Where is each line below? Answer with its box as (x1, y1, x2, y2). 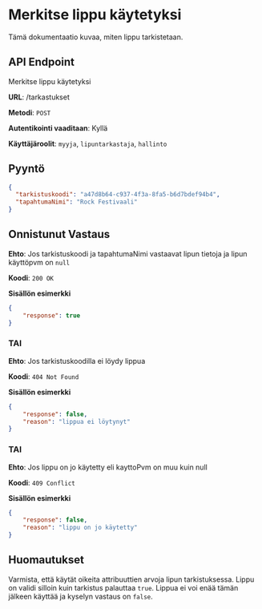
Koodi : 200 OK (8, 272, 54, 282)
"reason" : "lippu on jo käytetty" (22, 523, 138, 532)
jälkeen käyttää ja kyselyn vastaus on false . (8, 591, 154, 601)
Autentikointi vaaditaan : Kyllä (8, 123, 108, 133)
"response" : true (22, 311, 81, 320)
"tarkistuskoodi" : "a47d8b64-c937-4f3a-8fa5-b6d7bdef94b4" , (15, 191, 220, 199)
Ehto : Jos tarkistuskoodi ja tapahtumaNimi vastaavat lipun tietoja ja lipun (8, 248, 248, 258)
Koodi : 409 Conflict (8, 478, 76, 487)
